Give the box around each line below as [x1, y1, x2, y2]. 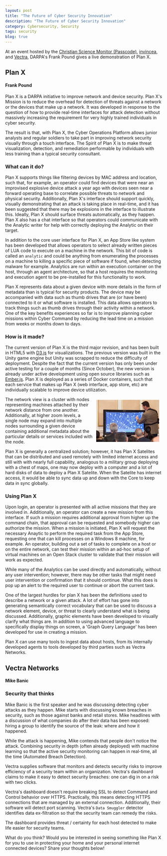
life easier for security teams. [5, 825, 65, 831]
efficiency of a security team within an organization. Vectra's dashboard [5, 768, 154, 774]
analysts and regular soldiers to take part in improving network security [5, 135, 152, 141]
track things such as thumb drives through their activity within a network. [5, 304, 156, 311]
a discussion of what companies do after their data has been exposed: [5, 717, 150, 723]
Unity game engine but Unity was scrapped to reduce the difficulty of [5, 355, 148, 361]
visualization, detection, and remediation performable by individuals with [5, 145, 155, 151]
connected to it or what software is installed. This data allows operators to [5, 299, 158, 305]
